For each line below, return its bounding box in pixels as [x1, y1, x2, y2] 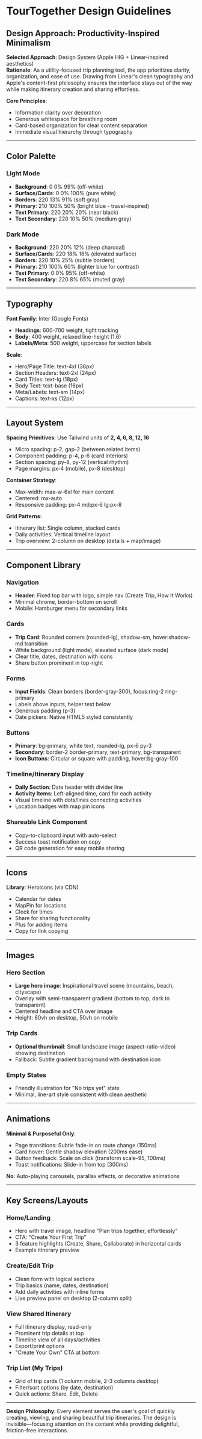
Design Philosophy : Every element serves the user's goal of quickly [6, 1408, 176, 1415]
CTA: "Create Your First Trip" [14, 1234, 87, 1241]
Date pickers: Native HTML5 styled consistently [14, 713, 133, 721]
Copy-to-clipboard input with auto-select [14, 832, 117, 839]
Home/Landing [6, 1214, 51, 1221]
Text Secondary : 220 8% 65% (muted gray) [14, 275, 125, 283]
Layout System [6, 418, 64, 428]
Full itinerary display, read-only [14, 1323, 92, 1330]
